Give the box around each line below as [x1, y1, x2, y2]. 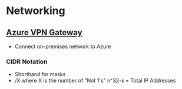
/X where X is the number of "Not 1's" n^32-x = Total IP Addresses [14, 77, 176, 84]
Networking [6, 4, 66, 18]
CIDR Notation [6, 57, 48, 66]
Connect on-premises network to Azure [14, 43, 111, 50]
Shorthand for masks [14, 71, 66, 78]
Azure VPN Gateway [6, 28, 82, 37]
